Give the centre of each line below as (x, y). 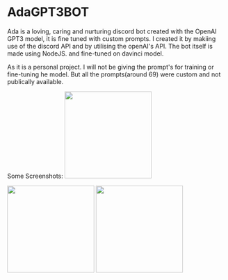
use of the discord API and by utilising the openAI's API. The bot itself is (110, 46)
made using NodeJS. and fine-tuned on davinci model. (85, 53)
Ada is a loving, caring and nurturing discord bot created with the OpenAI (112, 31)
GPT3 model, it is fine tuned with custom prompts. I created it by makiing (112, 38)
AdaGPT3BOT (48, 12)
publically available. (35, 81)
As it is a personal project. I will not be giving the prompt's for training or (111, 67)
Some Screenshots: (35, 176)
